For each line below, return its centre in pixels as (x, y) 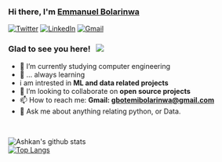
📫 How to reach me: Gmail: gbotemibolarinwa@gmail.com (116, 99)
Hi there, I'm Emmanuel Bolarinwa (74, 12)
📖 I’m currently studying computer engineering (95, 66)
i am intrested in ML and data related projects (94, 83)
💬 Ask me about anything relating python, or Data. (100, 111)
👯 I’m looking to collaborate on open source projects (105, 91)
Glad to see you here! (49, 49)
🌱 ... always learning (52, 74)
